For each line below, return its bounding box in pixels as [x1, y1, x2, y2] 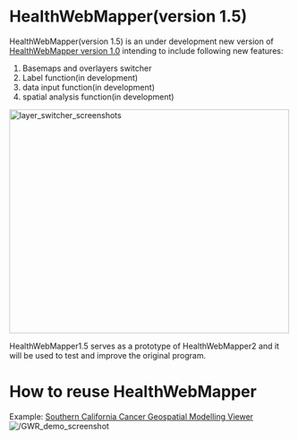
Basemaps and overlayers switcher [21, 63, 152, 73]
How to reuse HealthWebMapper [9, 382, 257, 402]
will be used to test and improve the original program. [9, 349, 207, 360]
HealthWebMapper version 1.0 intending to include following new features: [9, 45, 284, 56]
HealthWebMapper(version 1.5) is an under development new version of [9, 36, 275, 47]
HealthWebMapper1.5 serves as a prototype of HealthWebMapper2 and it [9, 341, 280, 351]
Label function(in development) [21, 72, 139, 82]
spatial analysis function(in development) [21, 91, 175, 102]
